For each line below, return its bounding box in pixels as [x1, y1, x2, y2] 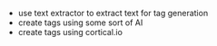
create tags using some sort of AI [17, 17, 143, 28]
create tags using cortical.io [17, 27, 123, 37]
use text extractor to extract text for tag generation [17, 8, 209, 18]
